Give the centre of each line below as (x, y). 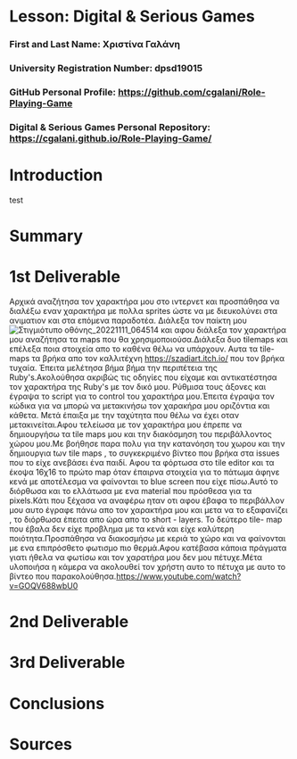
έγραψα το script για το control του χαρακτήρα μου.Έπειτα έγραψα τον (142, 396)
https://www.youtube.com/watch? (178, 576)
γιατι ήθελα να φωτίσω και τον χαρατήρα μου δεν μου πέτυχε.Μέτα (136, 557)
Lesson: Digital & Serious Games (132, 16)
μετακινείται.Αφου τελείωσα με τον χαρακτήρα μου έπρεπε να (126, 425)
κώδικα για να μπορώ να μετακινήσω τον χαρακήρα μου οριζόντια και (140, 405)
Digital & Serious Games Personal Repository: (110, 127)
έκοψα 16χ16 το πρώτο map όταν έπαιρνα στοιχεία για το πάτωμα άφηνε (144, 472)
